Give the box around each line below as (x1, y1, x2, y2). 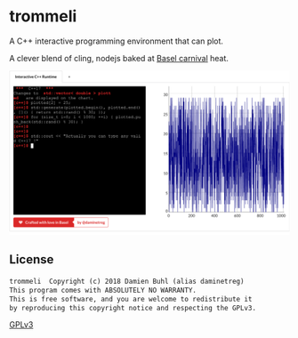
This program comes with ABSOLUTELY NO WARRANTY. (9, 286, 197, 294)
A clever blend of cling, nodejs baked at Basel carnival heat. (9, 52, 230, 63)
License (9, 252, 54, 268)
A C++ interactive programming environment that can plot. (9, 36, 224, 46)
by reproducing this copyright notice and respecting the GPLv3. (9, 303, 256, 312)
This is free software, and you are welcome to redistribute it (9, 294, 253, 303)
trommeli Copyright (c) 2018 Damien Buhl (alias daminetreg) (9, 277, 245, 286)
